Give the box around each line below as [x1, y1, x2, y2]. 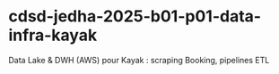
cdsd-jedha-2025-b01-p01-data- [8, 6, 262, 27]
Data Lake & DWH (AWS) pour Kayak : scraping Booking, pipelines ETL [8, 54, 270, 65]
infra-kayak [8, 25, 98, 45]
